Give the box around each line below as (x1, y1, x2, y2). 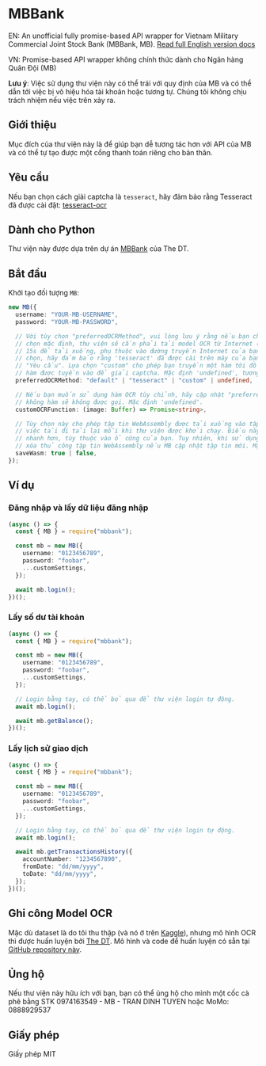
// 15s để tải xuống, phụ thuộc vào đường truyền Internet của (15, 347, 246, 355)
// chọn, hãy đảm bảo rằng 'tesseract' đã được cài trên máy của (15, 354, 246, 363)
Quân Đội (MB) (8, 63, 57, 72)
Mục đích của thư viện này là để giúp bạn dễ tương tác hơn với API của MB (8, 139, 252, 149)
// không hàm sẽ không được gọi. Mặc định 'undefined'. (15, 398, 203, 406)
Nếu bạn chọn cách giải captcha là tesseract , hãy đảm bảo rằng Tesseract (8, 192, 253, 201)
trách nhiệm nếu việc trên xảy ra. (8, 95, 116, 105)
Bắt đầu (8, 267, 47, 280)
